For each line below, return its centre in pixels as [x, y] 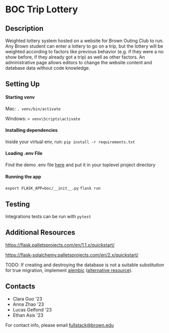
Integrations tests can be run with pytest [48, 217]
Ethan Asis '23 [28, 315]
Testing [18, 204]
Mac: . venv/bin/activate [33, 108]
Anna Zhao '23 [28, 304]
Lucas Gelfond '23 [32, 309]
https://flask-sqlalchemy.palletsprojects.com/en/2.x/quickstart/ [72, 254]
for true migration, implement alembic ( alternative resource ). [69, 270]
